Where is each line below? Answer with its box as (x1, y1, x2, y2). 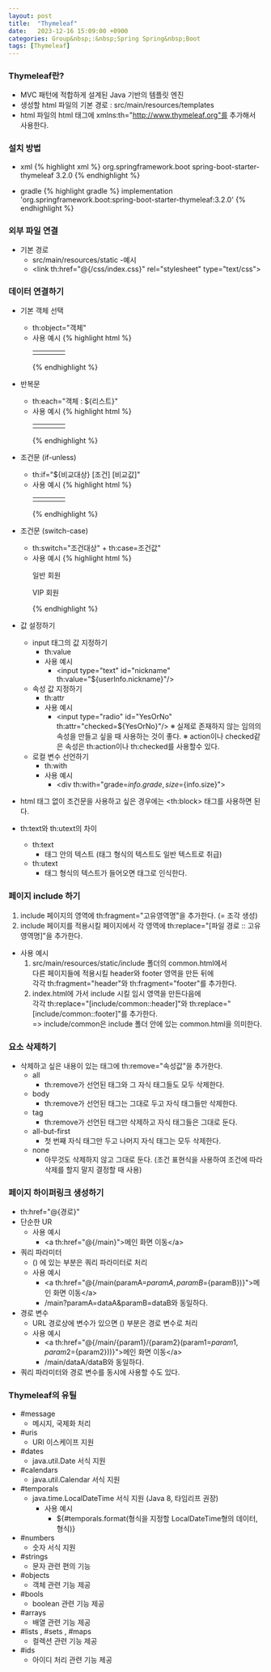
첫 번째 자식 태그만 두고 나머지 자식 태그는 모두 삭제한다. (44, 1136, 221, 1145)
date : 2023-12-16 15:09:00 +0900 (8, 27, 129, 35)
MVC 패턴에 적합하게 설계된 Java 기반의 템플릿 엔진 (19, 90, 184, 100)
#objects (19, 1570, 50, 1580)
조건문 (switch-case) (19, 526, 89, 535)
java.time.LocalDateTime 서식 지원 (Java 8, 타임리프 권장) (32, 1493, 219, 1503)
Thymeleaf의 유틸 (8, 1390, 77, 1401)
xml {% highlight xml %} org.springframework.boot (19, 161, 191, 171)
